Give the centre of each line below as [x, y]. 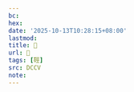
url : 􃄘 [19, 53]
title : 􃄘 [23, 46]
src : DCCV [25, 68]
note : [17, 75]
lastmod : [23, 38]
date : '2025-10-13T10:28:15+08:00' [68, 30]
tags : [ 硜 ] [26, 61]
